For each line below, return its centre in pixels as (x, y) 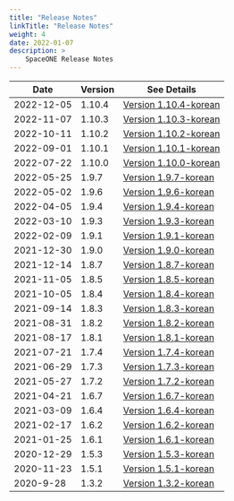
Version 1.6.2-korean (168, 425)
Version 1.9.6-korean (168, 192)
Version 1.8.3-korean (168, 308)
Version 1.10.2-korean (171, 134)
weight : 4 (28, 34)
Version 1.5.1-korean (168, 469)
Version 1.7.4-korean (168, 352)
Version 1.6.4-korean (168, 410)
